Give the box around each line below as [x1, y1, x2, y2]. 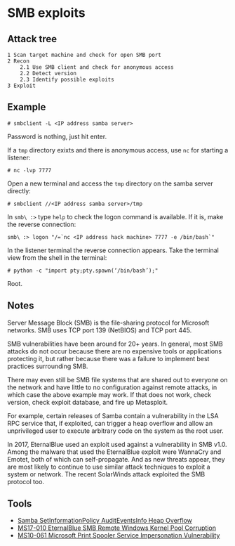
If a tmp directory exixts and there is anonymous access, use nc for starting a [7, 145, 229, 154]
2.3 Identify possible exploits [20, 76, 114, 83]
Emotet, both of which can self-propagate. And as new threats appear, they [7, 455, 225, 463]
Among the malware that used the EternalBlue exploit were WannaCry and [7, 448, 222, 456]
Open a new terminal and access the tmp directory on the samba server [7, 179, 213, 188]
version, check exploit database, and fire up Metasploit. [7, 398, 168, 406]
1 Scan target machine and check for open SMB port [7, 51, 161, 58]
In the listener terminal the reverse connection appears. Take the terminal [7, 246, 219, 254]
